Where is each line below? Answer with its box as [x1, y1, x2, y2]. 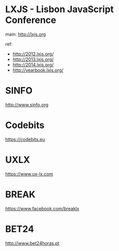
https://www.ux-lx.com [5, 171, 53, 177]
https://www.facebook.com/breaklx [5, 205, 80, 211]
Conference [5, 14, 57, 26]
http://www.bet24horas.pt [5, 240, 60, 246]
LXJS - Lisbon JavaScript [5, 4, 114, 15]
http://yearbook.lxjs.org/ [12, 67, 64, 73]
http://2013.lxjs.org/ [12, 56, 54, 62]
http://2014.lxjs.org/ [12, 61, 54, 68]
